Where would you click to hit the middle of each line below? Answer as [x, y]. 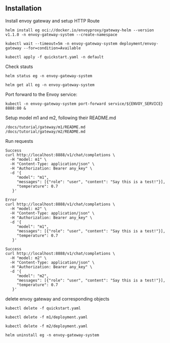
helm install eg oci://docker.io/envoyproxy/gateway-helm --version [80, 30]
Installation [23, 8]
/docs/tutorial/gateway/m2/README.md [45, 132]
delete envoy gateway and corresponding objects [57, 298]
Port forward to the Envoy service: [41, 94]
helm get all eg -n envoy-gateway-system [50, 85]
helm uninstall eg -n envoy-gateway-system [52, 335]
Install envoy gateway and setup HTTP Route [53, 20]
